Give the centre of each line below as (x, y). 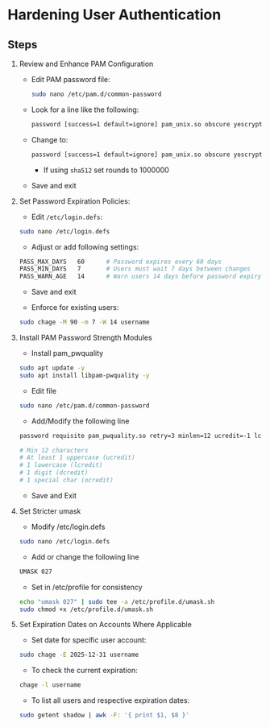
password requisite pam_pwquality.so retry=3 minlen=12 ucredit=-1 (135, 436)
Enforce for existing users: (75, 308)
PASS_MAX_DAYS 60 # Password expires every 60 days (120, 262)
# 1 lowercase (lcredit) (61, 465)
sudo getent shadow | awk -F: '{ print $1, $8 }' (104, 715)
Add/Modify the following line (80, 421)
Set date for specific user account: (89, 640)
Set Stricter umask (50, 511)
